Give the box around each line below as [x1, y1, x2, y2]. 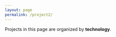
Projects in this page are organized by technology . [5, 26, 111, 32]
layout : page [5, 7, 33, 13]
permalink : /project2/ [5, 12, 53, 17]
